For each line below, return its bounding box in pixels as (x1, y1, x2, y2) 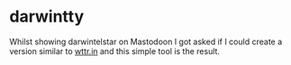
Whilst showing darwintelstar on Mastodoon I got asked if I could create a (9, 36, 283, 47)
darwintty (9, 6, 85, 27)
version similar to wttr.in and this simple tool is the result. (9, 45, 221, 56)
